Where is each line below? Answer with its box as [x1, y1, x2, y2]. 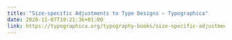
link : [7, 22, 23, 29]
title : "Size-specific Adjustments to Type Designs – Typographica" [7, 9, 209, 17]
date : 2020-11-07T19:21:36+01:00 [7, 16, 104, 23]
